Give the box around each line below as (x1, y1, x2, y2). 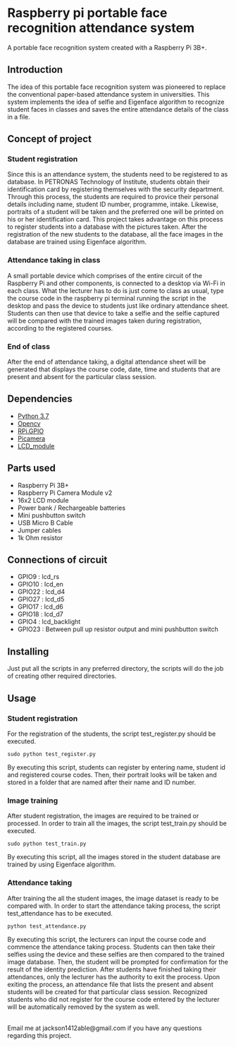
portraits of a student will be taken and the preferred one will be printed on (7, 208, 224, 216)
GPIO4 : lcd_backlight (17, 618, 81, 626)
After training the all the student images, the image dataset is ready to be (7, 894, 219, 902)
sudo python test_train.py (7, 840, 87, 848)
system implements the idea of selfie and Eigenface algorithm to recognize (7, 97, 225, 106)
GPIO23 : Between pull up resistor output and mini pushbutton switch (17, 625, 218, 633)
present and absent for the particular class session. (7, 373, 157, 381)
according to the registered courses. (7, 323, 113, 333)
